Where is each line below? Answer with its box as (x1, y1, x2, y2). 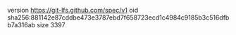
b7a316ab (7, 21, 36, 29)
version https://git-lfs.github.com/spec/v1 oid (7, 6, 139, 14)
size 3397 (37, 21, 66, 29)
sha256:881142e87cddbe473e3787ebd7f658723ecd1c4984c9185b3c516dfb (7, 13, 230, 22)
